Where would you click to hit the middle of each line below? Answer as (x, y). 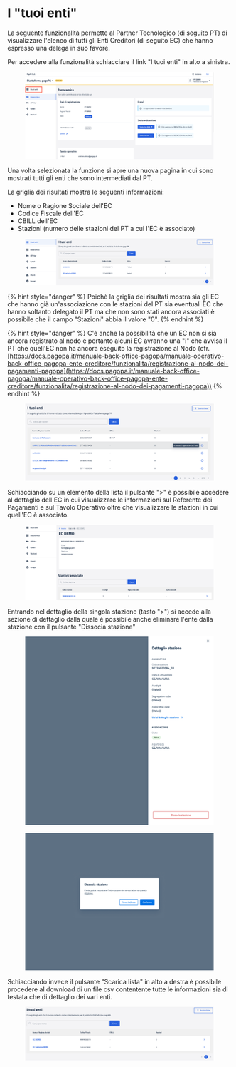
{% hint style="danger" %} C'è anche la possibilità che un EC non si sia (112, 333)
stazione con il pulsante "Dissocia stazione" (71, 627)
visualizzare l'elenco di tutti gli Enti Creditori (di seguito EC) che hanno (110, 40)
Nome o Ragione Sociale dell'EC (65, 205)
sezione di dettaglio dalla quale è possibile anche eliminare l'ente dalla (110, 619)
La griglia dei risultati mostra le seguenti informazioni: (86, 192)
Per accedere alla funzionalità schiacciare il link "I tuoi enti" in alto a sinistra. (119, 61)
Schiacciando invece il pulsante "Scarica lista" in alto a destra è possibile (114, 981)
